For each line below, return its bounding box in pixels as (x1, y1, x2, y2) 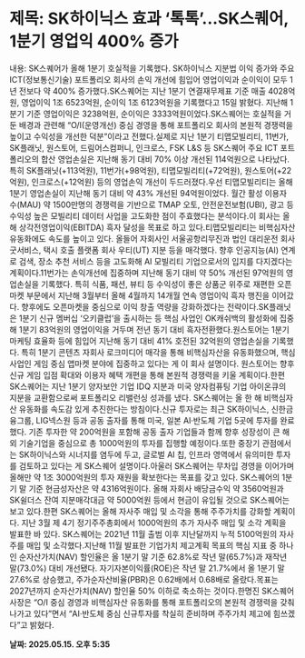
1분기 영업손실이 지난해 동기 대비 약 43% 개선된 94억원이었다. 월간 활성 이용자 (9, 187, 288, 198)
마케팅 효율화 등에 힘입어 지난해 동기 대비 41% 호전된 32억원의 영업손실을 (9, 335, 271, 346)
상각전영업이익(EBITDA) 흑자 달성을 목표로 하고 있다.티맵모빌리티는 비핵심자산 (18, 222, 296, 233)
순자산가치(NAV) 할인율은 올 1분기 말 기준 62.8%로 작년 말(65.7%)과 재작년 (18, 551, 288, 562)
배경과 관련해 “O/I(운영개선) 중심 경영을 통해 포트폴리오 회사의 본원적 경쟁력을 (18, 119, 293, 130)
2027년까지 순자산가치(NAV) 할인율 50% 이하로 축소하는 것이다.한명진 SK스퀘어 (9, 585, 295, 596)
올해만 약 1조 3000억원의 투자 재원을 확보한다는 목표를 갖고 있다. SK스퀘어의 (9, 472, 280, 483)
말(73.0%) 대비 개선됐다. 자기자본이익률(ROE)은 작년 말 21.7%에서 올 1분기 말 (9, 563, 285, 573)
